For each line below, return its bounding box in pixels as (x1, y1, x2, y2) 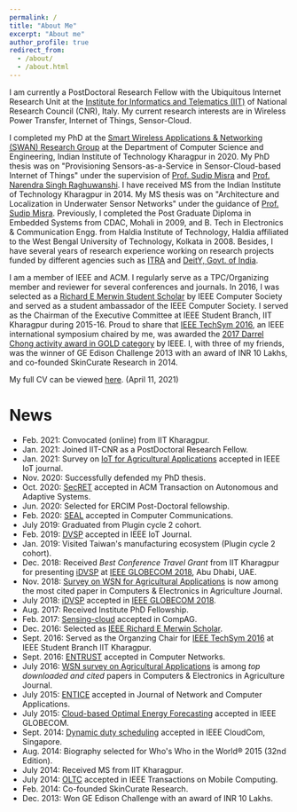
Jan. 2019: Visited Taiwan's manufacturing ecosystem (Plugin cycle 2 (21, 538, 277, 548)
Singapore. (21, 736, 63, 746)
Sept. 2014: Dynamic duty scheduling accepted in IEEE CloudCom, (21, 727, 266, 737)
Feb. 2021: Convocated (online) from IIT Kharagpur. (21, 434, 210, 445)
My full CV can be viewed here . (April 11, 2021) (9, 374, 179, 384)
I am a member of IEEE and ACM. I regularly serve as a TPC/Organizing (9, 272, 269, 282)
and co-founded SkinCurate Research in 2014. (9, 357, 178, 367)
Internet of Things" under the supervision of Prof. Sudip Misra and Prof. (9, 169, 270, 180)
